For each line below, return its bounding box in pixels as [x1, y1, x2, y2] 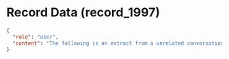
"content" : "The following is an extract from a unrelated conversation [12, 39, 224, 47]
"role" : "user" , [12, 33, 59, 40]
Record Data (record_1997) [6, 5, 161, 20]
